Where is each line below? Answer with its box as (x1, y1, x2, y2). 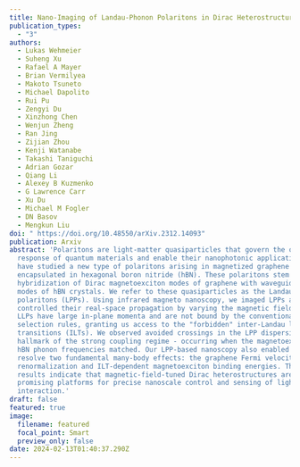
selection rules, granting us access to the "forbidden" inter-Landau (17, 321, 286, 329)
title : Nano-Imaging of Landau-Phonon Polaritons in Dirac (9, 13, 234, 22)
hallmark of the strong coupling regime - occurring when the (17, 337, 254, 346)
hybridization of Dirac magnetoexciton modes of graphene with (17, 279, 257, 288)
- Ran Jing (17, 129, 58, 138)
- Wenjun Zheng (17, 121, 74, 130)
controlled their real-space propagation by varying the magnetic (17, 304, 270, 313)
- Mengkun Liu (17, 221, 70, 229)
